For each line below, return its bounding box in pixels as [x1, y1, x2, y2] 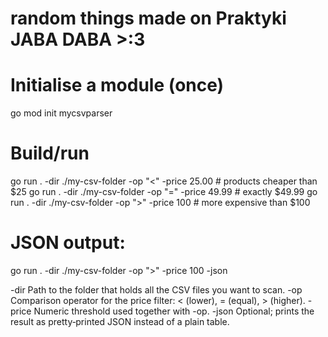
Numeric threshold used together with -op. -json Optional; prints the [33, 305, 315, 317]
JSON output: [10, 232, 126, 254]
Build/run [10, 142, 90, 165]
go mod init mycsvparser [10, 107, 113, 119]
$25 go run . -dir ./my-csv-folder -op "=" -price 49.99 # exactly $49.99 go [10, 186, 318, 198]
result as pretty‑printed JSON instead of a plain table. [10, 316, 230, 327]
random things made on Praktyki [10, 7, 287, 30]
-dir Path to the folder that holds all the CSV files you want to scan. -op [10, 284, 303, 296]
